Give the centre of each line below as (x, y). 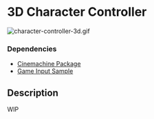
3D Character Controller (77, 12)
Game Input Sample (45, 71)
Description (33, 93)
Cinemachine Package (49, 64)
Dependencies (32, 49)
